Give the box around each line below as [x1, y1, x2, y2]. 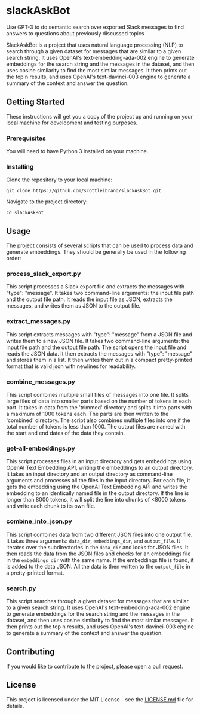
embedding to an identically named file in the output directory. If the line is [6, 490, 189, 497]
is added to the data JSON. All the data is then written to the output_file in [6, 563, 191, 570]
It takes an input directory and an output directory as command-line [6, 470, 173, 478]
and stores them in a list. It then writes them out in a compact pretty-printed [6, 356, 192, 363]
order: [6, 255, 21, 262]
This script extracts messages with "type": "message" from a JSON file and [6, 330, 192, 338]
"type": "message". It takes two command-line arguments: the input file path [6, 290, 194, 297]
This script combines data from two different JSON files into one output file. [6, 531, 193, 538]
